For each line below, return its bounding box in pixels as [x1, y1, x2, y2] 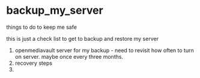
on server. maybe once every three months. [14, 53, 124, 60]
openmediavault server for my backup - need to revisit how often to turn [14, 46, 194, 54]
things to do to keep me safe [6, 23, 77, 31]
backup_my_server [6, 4, 103, 17]
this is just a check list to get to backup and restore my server [6, 35, 159, 42]
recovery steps [14, 59, 53, 67]
